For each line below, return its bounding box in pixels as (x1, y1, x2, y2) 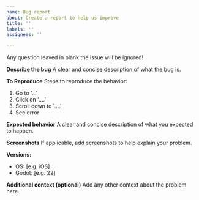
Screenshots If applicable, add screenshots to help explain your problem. (6, 139, 192, 147)
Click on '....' (15, 96, 47, 103)
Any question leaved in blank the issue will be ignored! (6, 54, 144, 61)
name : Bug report (6, 9, 51, 15)
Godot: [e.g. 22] (15, 169, 56, 177)
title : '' (6, 20, 32, 26)
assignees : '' (6, 32, 43, 38)
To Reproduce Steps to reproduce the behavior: (6, 78, 127, 85)
